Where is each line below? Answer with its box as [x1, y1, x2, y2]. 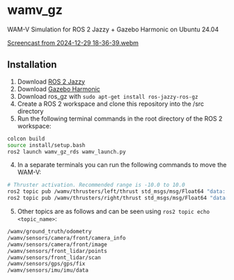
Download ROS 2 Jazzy [17, 77, 86, 86]
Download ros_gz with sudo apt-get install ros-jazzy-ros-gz [17, 92, 198, 100]
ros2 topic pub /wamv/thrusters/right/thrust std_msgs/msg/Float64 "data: [7, 194, 229, 202]
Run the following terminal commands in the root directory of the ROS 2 [17, 114, 223, 123]
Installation [7, 59, 57, 71]
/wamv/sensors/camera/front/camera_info [7, 234, 127, 242]
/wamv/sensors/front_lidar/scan [7, 254, 101, 261]
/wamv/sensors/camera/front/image [7, 241, 108, 248]
